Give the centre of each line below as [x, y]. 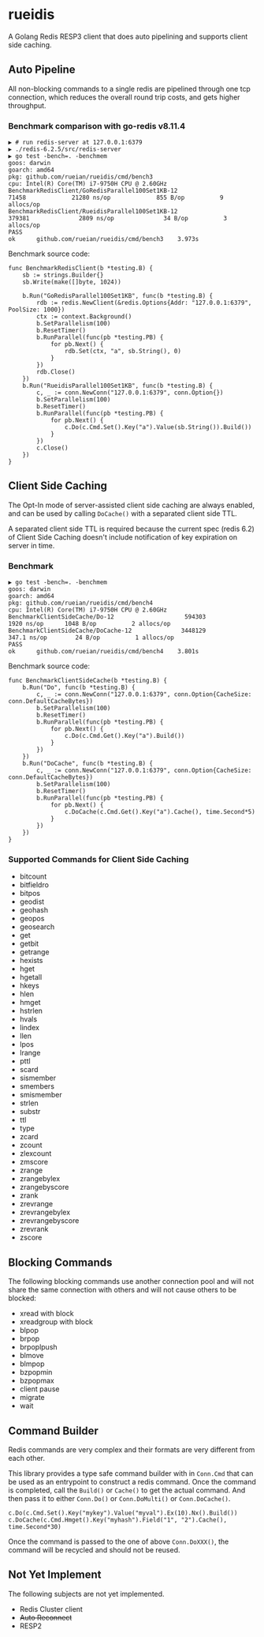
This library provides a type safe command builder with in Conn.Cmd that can [131, 1473]
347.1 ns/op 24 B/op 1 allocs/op [91, 638]
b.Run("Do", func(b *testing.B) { [79, 688]
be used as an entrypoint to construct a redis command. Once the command [132, 1482]
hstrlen [31, 1011]
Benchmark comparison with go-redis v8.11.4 [97, 126]
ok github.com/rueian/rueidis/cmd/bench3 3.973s [104, 239]
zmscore [34, 1162]
